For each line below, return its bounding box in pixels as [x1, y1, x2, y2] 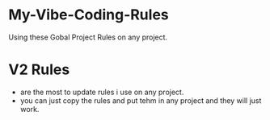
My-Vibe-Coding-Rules [8, 6, 169, 24]
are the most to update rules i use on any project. [19, 87, 184, 97]
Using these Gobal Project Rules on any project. [8, 32, 168, 42]
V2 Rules [8, 60, 70, 79]
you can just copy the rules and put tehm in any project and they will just [19, 95, 262, 106]
